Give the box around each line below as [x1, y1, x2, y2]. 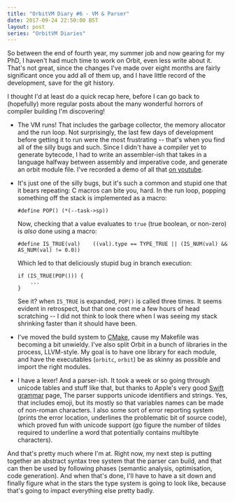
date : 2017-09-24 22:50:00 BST [7, 17, 99, 24]
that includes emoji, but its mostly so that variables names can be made [17, 398, 224, 407]
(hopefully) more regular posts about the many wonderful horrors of [7, 99, 204, 109]
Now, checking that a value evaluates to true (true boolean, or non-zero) [17, 220, 227, 228]
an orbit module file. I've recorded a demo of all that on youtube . [17, 165, 204, 174]
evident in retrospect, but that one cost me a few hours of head [17, 305, 200, 313]
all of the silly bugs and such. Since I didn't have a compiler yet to [17, 143, 207, 151]
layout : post [7, 23, 45, 30]
